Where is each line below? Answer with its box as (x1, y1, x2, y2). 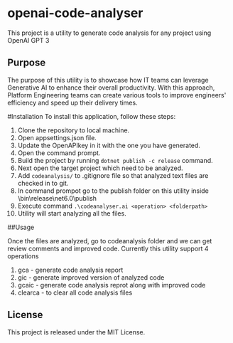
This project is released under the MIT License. (7, 327, 146, 336)
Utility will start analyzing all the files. (17, 209, 126, 218)
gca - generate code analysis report (17, 265, 124, 274)
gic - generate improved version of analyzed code (17, 273, 165, 282)
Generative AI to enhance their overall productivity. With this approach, (7, 83, 215, 92)
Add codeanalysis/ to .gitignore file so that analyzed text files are (17, 171, 209, 179)
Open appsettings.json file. (17, 133, 97, 142)
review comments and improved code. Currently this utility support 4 (7, 244, 209, 253)
